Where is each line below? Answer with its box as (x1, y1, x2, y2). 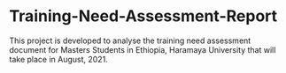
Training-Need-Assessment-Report (9, 6, 278, 26)
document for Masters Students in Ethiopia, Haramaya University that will (9, 44, 276, 55)
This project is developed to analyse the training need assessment (9, 35, 251, 46)
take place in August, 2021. (9, 54, 108, 64)
